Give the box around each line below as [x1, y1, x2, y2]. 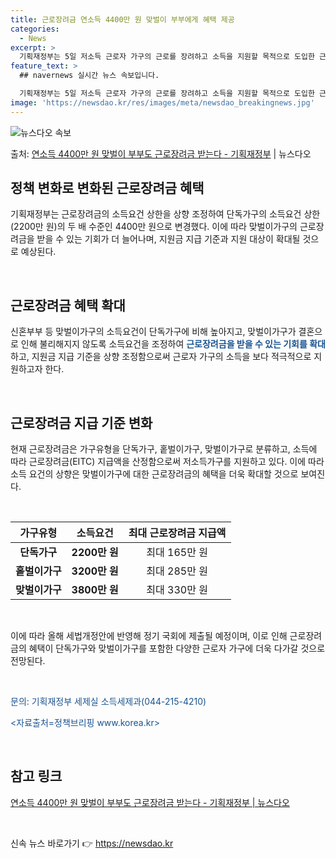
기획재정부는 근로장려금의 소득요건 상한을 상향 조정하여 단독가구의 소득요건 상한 [10, 208, 321, 220]
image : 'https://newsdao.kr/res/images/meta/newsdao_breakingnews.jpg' [10, 97, 315, 108]
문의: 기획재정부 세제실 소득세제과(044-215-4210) [10, 696, 207, 708]
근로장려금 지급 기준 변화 [10, 414, 153, 431]
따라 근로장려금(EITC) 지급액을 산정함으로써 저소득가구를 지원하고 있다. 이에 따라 [10, 456, 325, 468]
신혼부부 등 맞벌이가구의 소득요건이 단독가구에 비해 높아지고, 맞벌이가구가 [10, 326, 297, 338]
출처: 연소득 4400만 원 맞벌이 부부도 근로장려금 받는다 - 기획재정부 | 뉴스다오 [10, 147, 312, 160]
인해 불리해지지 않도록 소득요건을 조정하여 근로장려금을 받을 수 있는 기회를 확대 [20, 338, 326, 350]
